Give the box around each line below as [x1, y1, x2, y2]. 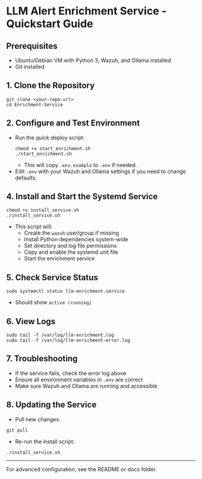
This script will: [14, 223, 53, 230]
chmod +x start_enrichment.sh [14, 145, 91, 151]
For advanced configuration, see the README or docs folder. [6, 465, 158, 472]
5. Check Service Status [6, 272, 99, 283]
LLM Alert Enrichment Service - [6, 4, 167, 18]
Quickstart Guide [6, 17, 94, 31]
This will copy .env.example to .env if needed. [23, 161, 137, 169]
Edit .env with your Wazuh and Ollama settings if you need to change [14, 167, 186, 175]
